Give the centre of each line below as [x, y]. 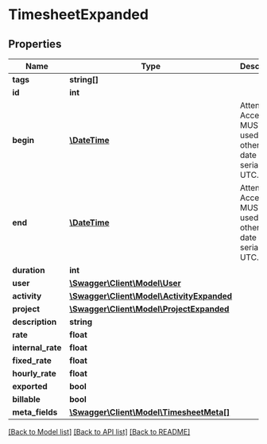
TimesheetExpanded [79, 15]
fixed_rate [32, 361]
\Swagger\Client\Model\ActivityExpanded [151, 296]
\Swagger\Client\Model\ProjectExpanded [149, 309]
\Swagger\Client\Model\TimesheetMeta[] [150, 412]
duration [29, 270]
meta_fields [35, 412]
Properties [35, 44]
